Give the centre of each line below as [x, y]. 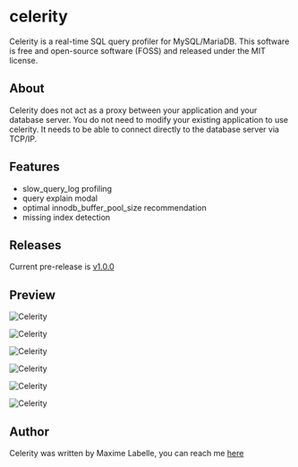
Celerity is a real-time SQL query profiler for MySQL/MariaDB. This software [149, 41]
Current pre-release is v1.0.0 [62, 267]
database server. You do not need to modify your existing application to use [149, 119]
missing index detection [66, 217]
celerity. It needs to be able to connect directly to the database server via [145, 129]
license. [24, 60]
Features [34, 167]
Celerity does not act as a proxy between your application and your [133, 110]
